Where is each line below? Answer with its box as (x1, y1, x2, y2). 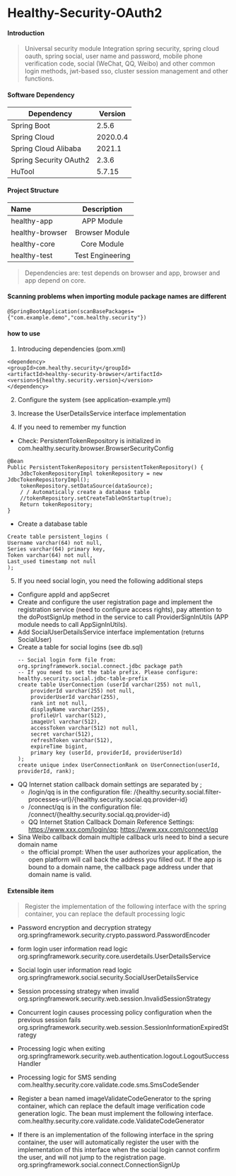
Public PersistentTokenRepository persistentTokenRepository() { (7, 464, 203, 471)
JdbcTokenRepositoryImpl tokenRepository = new (20, 470, 163, 478)
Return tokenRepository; (20, 501, 93, 508)
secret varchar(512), (30, 731, 94, 738)
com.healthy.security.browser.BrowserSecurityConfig (17, 444, 175, 453)
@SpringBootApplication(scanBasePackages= (7, 308, 134, 315)
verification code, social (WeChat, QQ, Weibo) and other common (24, 59, 216, 68)
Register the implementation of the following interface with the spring (24, 902, 227, 911)
